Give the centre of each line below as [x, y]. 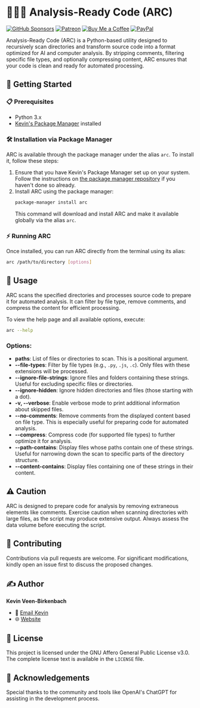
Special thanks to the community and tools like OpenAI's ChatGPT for [92, 692]
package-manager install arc [51, 202]
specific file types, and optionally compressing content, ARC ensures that [96, 59]
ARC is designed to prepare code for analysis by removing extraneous [93, 506]
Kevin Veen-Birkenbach [36, 601]
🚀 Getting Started [39, 84]
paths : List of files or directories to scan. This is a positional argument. [102, 358]
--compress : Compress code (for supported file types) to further [95, 435]
